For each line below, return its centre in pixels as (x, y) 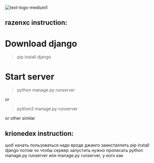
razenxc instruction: (36, 23)
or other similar (20, 118)
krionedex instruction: (39, 133)
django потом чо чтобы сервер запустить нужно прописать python (74, 150)
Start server (30, 76)
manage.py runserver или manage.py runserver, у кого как (64, 156)
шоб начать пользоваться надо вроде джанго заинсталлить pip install (77, 145)
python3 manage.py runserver (47, 109)
